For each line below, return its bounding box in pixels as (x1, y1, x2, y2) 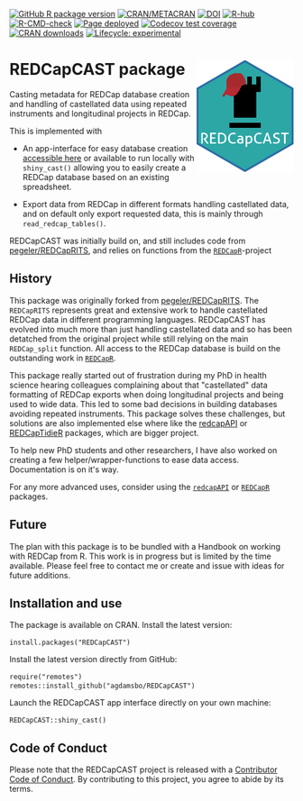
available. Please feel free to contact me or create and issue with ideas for (9, 560, 285, 571)
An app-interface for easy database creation (22, 142, 188, 153)
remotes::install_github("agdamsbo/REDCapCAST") (9, 681, 196, 691)
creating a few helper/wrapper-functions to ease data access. (9, 454, 240, 465)
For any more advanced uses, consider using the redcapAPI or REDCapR (9, 481, 271, 492)
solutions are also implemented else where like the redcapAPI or (9, 417, 248, 428)
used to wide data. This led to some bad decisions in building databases (9, 398, 278, 409)
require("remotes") (9, 672, 83, 682)
